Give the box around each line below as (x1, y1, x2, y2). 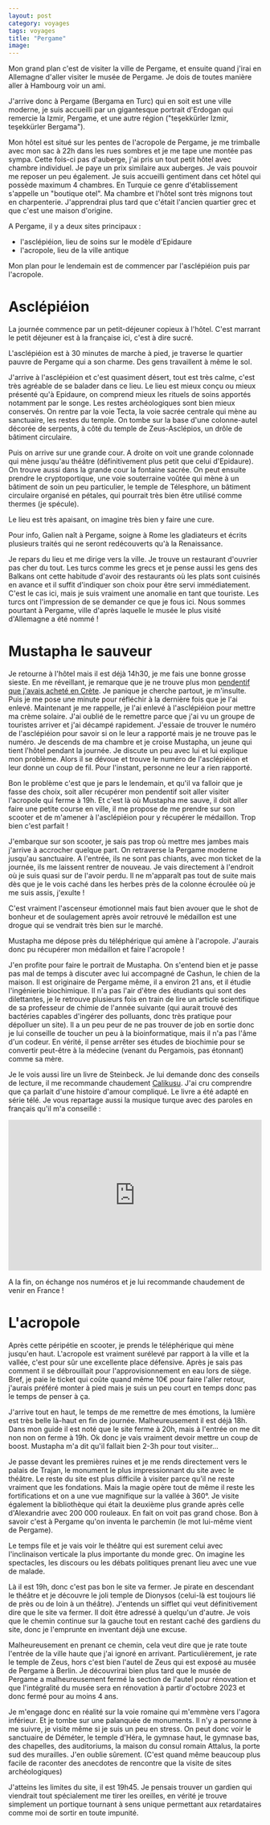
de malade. (8, 1566, 46, 1576)
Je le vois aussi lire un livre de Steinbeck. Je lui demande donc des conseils (8, 1070, 260, 1079)
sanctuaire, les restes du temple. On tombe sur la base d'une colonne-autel (8, 415, 258, 425)
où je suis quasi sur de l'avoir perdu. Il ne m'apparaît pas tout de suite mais (8, 871, 256, 880)
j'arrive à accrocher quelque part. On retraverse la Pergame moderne (8, 845, 238, 854)
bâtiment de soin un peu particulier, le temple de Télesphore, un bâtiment (8, 482, 251, 492)
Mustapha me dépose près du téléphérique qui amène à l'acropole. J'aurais (8, 936, 260, 945)
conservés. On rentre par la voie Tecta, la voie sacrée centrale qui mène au (8, 407, 257, 416)
